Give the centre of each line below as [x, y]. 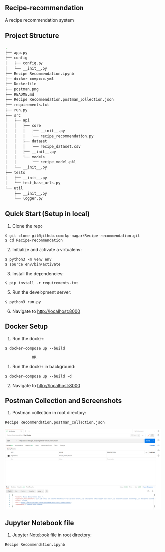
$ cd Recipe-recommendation [34, 240]
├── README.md [20, 94]
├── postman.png [22, 89]
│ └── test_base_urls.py [33, 183]
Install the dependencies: [38, 273]
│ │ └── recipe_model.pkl [41, 162]
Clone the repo [27, 226]
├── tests [15, 172]
